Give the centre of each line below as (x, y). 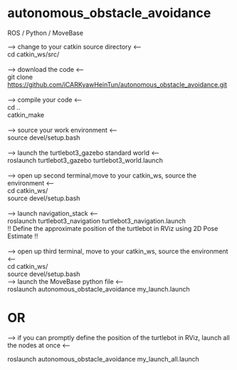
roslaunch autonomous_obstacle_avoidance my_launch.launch (99, 289)
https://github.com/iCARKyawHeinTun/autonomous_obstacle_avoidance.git (117, 84)
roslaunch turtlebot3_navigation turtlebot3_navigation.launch (97, 221)
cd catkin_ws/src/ (33, 54)
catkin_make (26, 115)
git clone (20, 77)
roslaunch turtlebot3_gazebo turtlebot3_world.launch (85, 160)
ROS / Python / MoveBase (46, 33)
